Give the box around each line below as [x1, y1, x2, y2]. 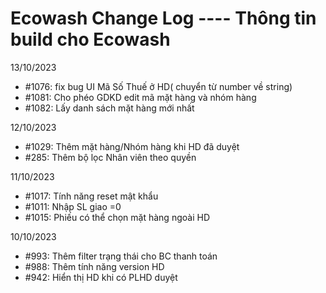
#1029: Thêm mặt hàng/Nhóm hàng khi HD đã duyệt [24, 140, 240, 152]
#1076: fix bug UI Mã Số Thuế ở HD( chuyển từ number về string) [24, 80, 293, 92]
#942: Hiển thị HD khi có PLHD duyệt [24, 271, 178, 283]
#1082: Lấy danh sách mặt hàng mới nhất [24, 102, 195, 114]
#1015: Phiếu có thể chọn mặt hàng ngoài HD [24, 211, 210, 223]
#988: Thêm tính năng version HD [24, 260, 165, 272]
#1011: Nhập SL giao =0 [24, 200, 122, 212]
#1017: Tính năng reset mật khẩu [24, 190, 159, 202]
